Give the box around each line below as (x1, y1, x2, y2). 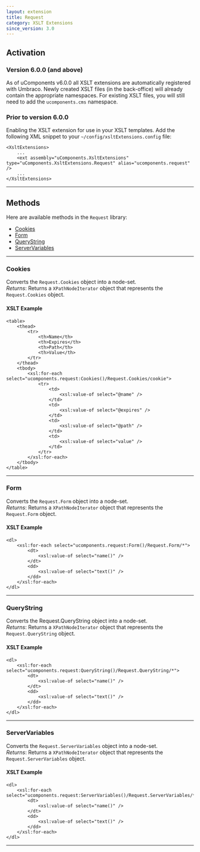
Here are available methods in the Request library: (6, 213, 127, 221)
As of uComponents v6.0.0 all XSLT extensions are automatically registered (6, 79, 191, 86)
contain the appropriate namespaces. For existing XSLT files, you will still (6, 91, 185, 99)
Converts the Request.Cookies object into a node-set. (6, 279, 137, 286)
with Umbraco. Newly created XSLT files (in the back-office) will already (6, 85, 183, 93)
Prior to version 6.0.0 (6, 113, 69, 121)
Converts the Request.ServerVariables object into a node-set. (6, 742, 158, 749)
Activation (6, 47, 46, 57)
